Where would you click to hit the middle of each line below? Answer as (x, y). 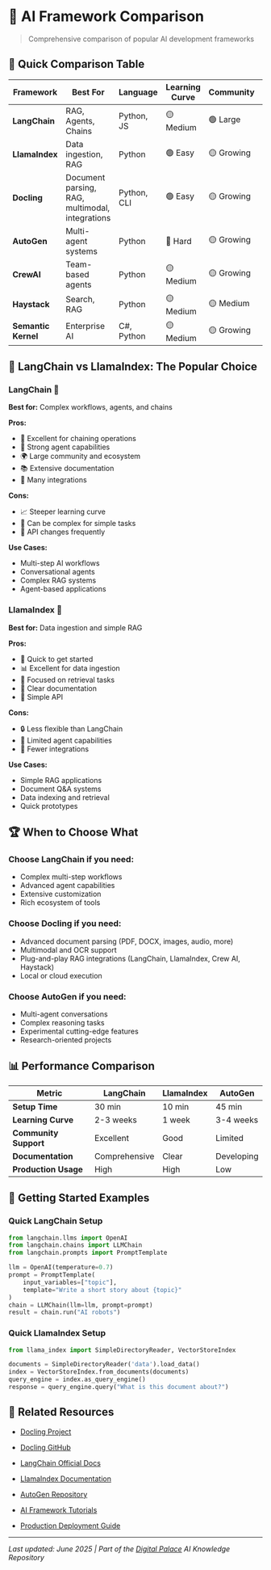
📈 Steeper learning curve (63, 511)
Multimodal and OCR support (68, 949)
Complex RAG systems (58, 580)
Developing (237, 1156)
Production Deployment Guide (70, 1526)
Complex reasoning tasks (62, 1023)
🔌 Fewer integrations (54, 749)
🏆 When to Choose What (73, 833)
